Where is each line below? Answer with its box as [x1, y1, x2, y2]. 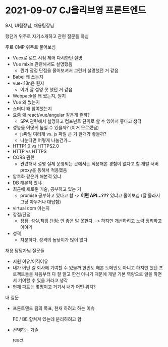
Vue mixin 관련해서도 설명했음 [12, 61, 73, 67]
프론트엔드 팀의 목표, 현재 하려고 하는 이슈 [12, 305, 95, 311]
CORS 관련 [12, 154, 35, 160]
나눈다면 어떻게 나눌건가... [20, 137, 72, 143]
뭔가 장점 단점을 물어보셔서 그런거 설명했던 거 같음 [20, 67, 119, 74]
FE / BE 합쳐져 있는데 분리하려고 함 [12, 316, 82, 322]
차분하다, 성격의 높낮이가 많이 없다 [20, 236, 88, 242]
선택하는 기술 [12, 327, 39, 333]
